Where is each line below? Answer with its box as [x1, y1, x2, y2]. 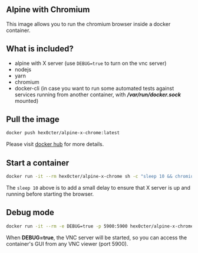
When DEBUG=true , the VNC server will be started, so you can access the [6, 233, 187, 241]
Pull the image [6, 115, 60, 125]
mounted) [14, 97, 39, 104]
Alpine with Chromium [6, 5, 90, 15]
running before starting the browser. [6, 190, 94, 197]
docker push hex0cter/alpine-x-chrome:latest [6, 130, 120, 136]
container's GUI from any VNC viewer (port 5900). [6, 240, 128, 247]
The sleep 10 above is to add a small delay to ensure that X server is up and [6, 184, 190, 191]
